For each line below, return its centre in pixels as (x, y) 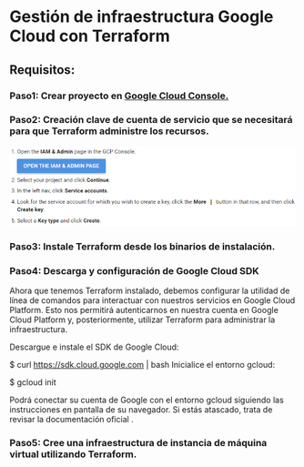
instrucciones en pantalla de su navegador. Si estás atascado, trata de (141, 410)
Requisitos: (42, 70)
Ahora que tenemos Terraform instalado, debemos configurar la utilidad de (150, 291)
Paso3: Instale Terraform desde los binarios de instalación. (142, 246)
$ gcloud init (33, 382)
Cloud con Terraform (90, 36)
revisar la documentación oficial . (71, 420)
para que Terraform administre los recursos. (109, 131)
